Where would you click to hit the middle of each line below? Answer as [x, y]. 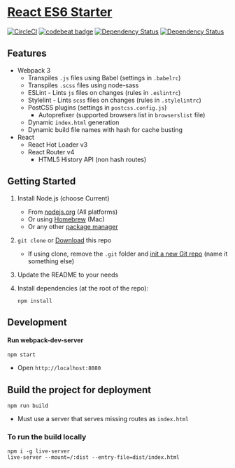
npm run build [28, 406]
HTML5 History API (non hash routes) [92, 159]
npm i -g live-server [39, 451]
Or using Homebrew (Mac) [66, 219]
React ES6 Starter [60, 12]
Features [27, 53]
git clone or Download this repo [64, 240]
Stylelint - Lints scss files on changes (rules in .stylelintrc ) [114, 100]
